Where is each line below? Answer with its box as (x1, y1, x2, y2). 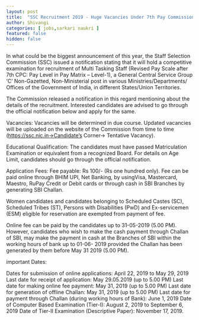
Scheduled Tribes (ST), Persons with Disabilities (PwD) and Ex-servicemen (6, 204, 189, 211)
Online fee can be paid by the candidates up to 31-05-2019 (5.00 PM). (6, 222, 177, 228)
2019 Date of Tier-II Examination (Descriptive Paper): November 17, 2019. (6, 308, 184, 314)
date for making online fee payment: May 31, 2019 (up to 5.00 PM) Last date (6, 282, 191, 289)
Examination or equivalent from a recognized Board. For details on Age (6, 150, 179, 157)
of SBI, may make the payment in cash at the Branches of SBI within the (6, 234, 181, 241)
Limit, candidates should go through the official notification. (6, 156, 152, 163)
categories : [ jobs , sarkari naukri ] (6, 25, 99, 31)
